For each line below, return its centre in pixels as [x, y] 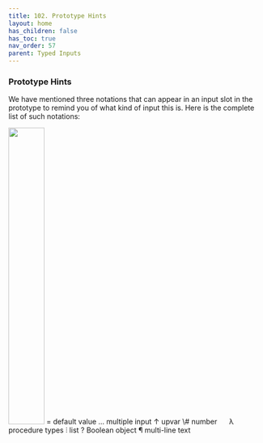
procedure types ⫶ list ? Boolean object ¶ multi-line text [100, 430]
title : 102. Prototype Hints [57, 16]
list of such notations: [45, 116]
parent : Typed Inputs [45, 53]
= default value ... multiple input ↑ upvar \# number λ [140, 422]
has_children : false [43, 31]
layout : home [30, 23]
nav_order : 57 [32, 46]
